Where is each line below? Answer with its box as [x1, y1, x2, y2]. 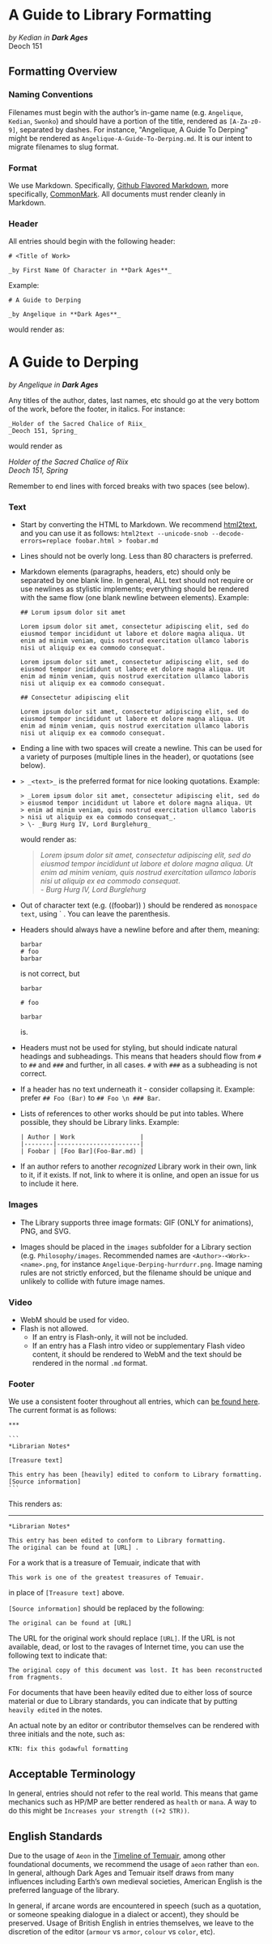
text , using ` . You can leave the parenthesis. [19, 909, 171, 919]
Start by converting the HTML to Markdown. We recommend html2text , [19, 520, 257, 530]
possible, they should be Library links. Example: [19, 1118, 180, 1127]
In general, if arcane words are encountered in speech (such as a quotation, [8, 1900, 261, 1911]
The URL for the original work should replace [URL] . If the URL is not [8, 1633, 236, 1643]
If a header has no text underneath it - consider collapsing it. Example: [19, 1084, 255, 1094]
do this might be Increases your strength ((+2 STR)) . [8, 1806, 190, 1816]
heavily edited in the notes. [8, 1705, 103, 1714]
